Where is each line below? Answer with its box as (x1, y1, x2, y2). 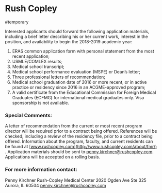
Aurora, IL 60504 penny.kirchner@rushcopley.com (5, 182, 107, 188)
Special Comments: (5, 112, 52, 119)
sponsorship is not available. (12, 100, 69, 105)
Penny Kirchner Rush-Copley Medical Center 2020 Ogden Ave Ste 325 (5, 177, 146, 183)
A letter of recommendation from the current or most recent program (5, 123, 143, 129)
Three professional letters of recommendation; (12, 74, 106, 80)
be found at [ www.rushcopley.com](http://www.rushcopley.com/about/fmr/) (5, 144, 157, 150)
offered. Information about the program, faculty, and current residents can (5, 139, 153, 144)
